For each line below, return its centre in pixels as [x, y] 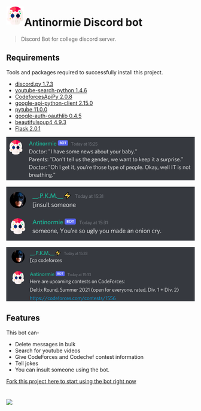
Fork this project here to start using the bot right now [71, 381]
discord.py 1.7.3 [34, 84]
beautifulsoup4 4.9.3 [41, 122]
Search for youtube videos [48, 350]
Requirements [33, 58]
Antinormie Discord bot [83, 22]
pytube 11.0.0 [31, 109]
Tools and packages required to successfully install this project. [85, 72]
